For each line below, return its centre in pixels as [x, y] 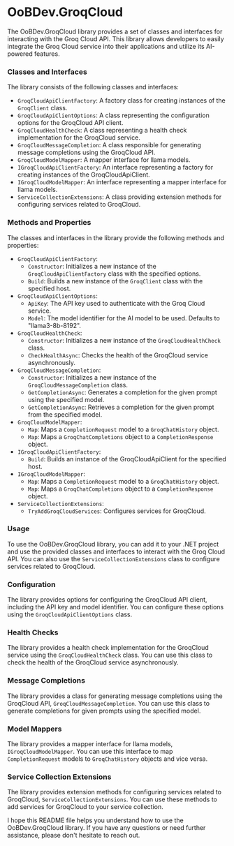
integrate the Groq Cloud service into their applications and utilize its [106, 46]
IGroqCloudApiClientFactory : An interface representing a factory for [115, 168]
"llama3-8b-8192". [54, 325]
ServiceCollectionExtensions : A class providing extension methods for [119, 197]
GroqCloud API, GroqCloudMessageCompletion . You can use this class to [109, 703]
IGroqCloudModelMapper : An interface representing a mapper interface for [122, 182]
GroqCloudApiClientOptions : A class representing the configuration [113, 115]
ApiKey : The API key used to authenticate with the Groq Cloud [116, 303]
